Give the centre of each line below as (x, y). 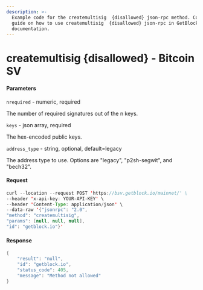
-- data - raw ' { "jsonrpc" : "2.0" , (47, 210)
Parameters (21, 89)
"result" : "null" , (40, 259)
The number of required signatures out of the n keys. (72, 113)
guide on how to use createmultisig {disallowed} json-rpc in (93, 23)
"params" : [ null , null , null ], (46, 221)
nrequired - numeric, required (43, 102)
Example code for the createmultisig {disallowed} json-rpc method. (101, 17)
